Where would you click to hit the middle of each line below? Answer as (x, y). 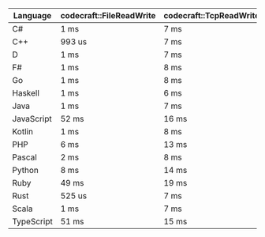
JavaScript (32, 119)
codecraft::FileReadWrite (108, 15)
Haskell (26, 93)
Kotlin (23, 132)
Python (26, 170)
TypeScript (32, 222)
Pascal (24, 157)
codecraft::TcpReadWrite (212, 15)
